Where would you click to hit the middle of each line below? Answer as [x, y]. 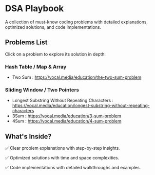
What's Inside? [29, 136]
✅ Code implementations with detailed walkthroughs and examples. [73, 168]
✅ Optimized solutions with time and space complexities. [62, 158]
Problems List [26, 43]
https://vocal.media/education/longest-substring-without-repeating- [81, 105]
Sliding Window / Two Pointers [42, 89]
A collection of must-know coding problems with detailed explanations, [76, 22]
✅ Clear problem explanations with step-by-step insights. [63, 148]
